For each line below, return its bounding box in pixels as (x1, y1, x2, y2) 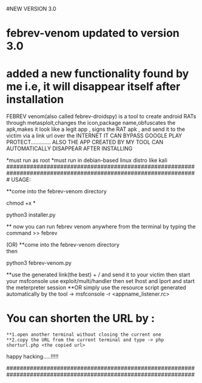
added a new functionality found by (6, 67, 189, 81)
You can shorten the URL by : (6, 311, 155, 325)
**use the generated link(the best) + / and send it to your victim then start (6, 271, 190, 278)
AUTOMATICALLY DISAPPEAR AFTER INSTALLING (6, 145, 133, 152)
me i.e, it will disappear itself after (6, 80, 181, 93)
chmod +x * (6, 199, 36, 207)
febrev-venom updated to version (6, 27, 180, 40)
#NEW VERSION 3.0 (6, 5, 56, 12)
